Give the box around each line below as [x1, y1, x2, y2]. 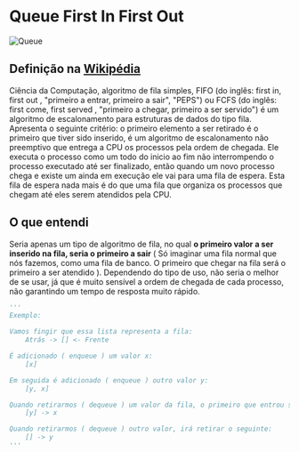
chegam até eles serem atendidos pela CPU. [9, 189, 172, 199]
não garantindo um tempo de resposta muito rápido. [9, 286, 200, 296]
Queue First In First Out [9, 6, 184, 27]
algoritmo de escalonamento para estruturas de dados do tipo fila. [9, 113, 252, 124]
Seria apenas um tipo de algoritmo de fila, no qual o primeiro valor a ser [9, 238, 274, 249]
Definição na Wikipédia [9, 61, 141, 77]
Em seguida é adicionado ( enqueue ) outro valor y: [9, 375, 209, 384]
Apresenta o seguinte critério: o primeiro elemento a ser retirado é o [9, 123, 259, 133]
